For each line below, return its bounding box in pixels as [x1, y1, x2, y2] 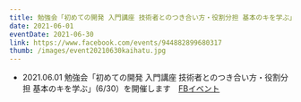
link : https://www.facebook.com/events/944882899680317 [9, 38, 222, 47]
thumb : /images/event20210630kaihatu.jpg [9, 47, 167, 55]
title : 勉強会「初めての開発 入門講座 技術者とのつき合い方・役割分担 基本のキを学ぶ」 [9, 13, 297, 22]
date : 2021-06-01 [9, 21, 74, 30]
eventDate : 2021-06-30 [9, 30, 94, 38]
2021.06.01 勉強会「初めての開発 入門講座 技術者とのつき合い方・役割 [21, 72, 280, 83]
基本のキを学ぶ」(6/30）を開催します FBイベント [32, 83, 220, 94]
